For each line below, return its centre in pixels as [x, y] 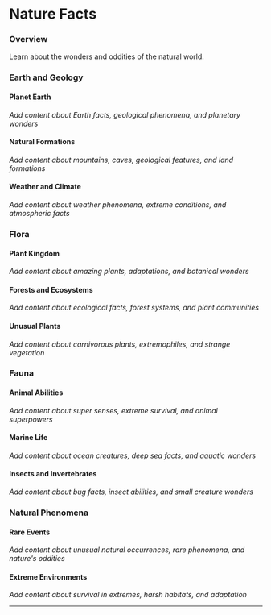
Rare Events [30, 532]
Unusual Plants [35, 326]
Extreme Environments [48, 576]
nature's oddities [37, 559]
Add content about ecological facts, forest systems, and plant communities [134, 308]
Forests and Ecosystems [51, 289]
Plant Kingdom [34, 253]
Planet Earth [30, 97]
